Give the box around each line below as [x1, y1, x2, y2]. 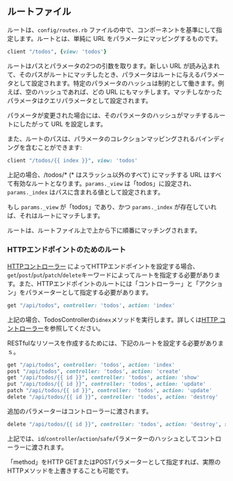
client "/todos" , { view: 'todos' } [7, 48, 107, 55]
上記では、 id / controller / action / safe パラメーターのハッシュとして [7, 434, 198, 442]
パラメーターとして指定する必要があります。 [25, 288, 153, 296]
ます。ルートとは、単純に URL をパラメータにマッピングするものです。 [19, 34, 222, 42]
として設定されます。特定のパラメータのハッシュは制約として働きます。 [12, 78, 218, 87]
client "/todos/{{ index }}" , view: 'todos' [7, 157, 138, 164]
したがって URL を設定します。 [19, 119, 107, 128]
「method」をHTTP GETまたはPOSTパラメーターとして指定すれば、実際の [7, 457, 221, 466]
